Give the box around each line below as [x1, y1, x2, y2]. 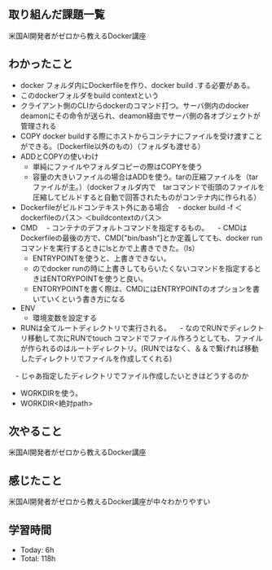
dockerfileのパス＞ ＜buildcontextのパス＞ [20, 213, 163, 222]
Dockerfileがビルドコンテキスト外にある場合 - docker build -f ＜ [20, 202, 243, 212]
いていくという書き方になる [32, 294, 126, 304]
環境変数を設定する [32, 313, 98, 322]
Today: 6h [20, 545, 55, 555]
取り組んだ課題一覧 [8, 7, 105, 22]
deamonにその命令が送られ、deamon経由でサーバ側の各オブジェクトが [20, 111, 261, 121]
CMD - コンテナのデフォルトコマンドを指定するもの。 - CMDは [20, 222, 248, 232]
